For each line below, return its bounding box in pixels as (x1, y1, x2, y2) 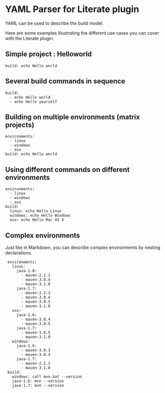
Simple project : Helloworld (5, 50, 92, 58)
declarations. (5, 250, 33, 255)
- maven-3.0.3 (21, 348, 51, 353)
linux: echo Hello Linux (10, 209, 62, 214)
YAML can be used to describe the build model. (5, 20, 104, 26)
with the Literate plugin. (5, 35, 54, 41)
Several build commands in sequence (5, 77, 126, 86)
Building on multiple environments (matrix (5, 112, 140, 121)
